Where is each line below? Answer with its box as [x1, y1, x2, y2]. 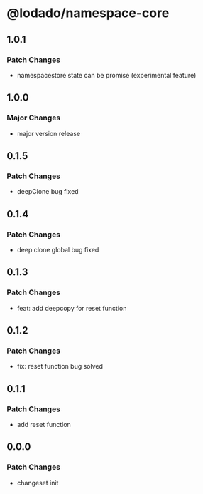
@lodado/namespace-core [6, 5, 170, 21]
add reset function [16, 421, 72, 428]
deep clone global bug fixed [16, 245, 99, 254]
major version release [16, 129, 81, 138]
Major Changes [6, 113, 61, 123]
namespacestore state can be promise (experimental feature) [16, 71, 197, 79]
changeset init [16, 478, 59, 487]
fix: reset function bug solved [16, 362, 104, 371]
